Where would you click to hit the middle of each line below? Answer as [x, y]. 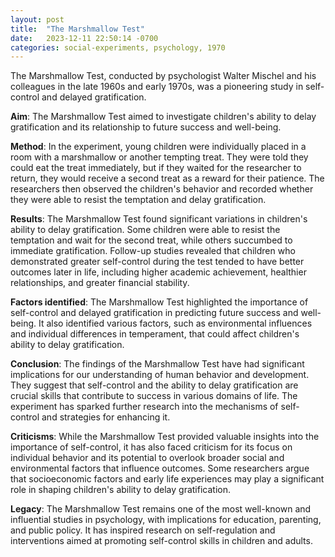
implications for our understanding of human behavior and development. [160, 375]
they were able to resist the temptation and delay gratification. [138, 200]
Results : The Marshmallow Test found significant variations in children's [159, 219]
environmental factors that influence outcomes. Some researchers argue [160, 468]
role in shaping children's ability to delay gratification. [120, 490]
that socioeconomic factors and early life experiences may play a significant [167, 479]
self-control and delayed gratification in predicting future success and [154, 313]
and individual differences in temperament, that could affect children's [155, 334]
